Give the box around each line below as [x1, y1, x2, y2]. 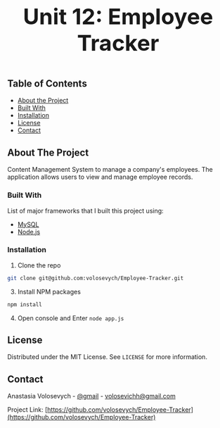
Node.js [17, 227, 41, 236]
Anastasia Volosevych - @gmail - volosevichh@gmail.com [7, 392, 176, 401]
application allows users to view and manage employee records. [7, 172, 193, 182]
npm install [7, 301, 42, 308]
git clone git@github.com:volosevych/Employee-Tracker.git [7, 275, 184, 282]
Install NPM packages [17, 287, 81, 296]
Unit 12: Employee [22, 3, 214, 30]
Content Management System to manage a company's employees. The [7, 165, 213, 174]
